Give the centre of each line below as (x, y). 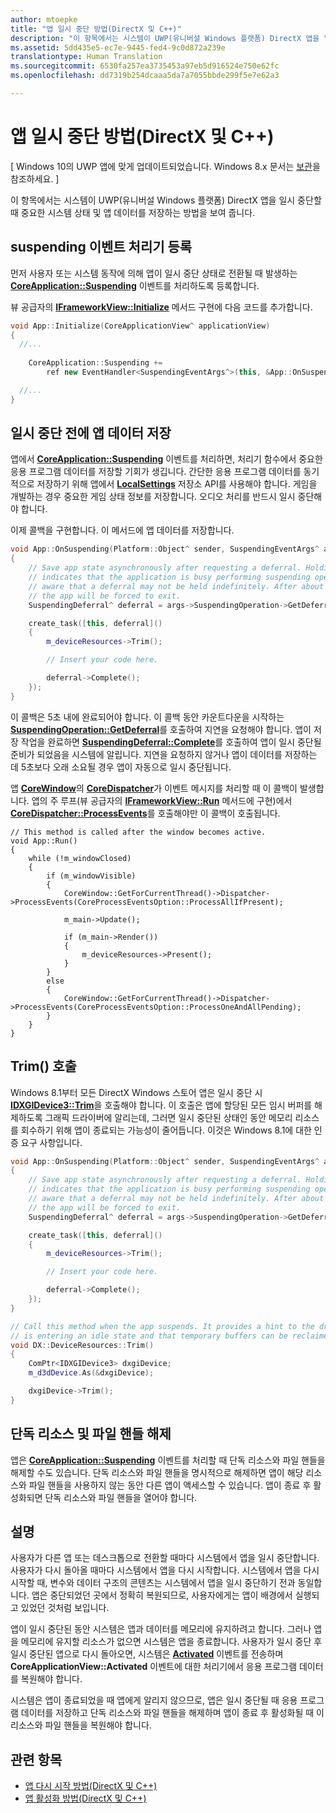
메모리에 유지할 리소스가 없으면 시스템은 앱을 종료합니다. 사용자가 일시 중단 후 (171, 1642)
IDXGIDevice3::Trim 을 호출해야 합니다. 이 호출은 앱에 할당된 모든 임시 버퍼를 (161, 1105)
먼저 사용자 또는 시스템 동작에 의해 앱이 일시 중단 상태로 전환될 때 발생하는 (154, 273)
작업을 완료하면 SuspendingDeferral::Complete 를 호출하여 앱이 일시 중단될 (171, 742)
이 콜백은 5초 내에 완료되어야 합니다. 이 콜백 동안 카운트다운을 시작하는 (147, 717)
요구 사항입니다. (51, 1142)
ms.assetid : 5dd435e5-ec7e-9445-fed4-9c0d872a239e (118, 47)
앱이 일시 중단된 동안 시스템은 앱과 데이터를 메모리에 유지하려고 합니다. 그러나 (161, 1629)
